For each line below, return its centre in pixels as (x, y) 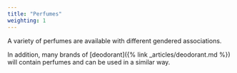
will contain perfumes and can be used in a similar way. (89, 62)
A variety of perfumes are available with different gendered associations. (115, 40)
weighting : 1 (27, 21)
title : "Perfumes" (35, 14)
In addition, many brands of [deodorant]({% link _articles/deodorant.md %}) (119, 55)
